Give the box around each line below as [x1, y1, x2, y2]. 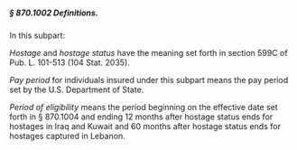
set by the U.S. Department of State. [9, 84, 144, 95]
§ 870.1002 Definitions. [9, 7, 99, 18]
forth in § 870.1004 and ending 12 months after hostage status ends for [9, 111, 274, 122]
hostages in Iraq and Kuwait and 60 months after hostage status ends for [9, 120, 282, 131]
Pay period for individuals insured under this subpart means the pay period [9, 74, 289, 85]
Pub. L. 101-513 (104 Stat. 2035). [9, 57, 131, 68]
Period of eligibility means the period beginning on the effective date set [9, 101, 278, 112]
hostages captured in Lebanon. [9, 130, 126, 141]
